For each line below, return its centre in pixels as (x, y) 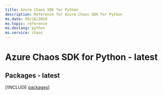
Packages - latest (33, 75)
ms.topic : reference (26, 24)
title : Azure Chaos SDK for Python (42, 10)
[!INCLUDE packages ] (27, 87)
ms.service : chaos (24, 33)
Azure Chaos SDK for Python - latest (81, 57)
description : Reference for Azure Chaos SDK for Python (64, 14)
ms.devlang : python (25, 28)
